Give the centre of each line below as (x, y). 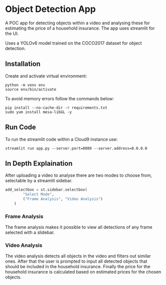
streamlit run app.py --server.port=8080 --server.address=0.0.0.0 (76, 148)
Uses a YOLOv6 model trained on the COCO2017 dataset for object (74, 43)
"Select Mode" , (39, 195)
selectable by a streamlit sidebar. (39, 181)
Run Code (21, 127)
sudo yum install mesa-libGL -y (38, 112)
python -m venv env (25, 85)
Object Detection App (51, 9)
